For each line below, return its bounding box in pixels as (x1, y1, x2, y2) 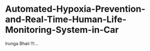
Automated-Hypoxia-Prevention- (5, 3, 146, 15)
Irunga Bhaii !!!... (5, 40, 39, 46)
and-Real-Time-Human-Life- (5, 14, 127, 25)
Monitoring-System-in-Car (5, 25, 119, 35)
